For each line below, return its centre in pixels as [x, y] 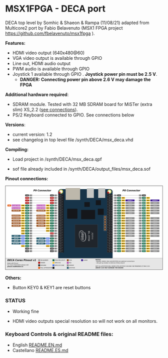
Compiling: [17, 149]
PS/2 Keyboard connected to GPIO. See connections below [73, 115]
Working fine [25, 311]
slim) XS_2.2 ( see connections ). [45, 109]
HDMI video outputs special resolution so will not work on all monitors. [85, 321]
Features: [15, 43]
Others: [13, 278]
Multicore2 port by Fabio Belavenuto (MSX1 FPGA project [64, 28]
